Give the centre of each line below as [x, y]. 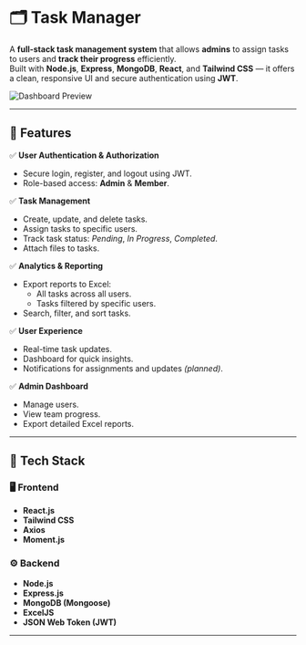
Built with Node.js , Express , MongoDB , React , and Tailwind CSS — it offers [152, 68]
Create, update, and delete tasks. [85, 219]
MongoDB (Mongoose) [66, 602]
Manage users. [51, 404]
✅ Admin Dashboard [49, 386]
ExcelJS [38, 612]
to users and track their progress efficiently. [93, 58]
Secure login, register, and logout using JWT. [107, 173]
